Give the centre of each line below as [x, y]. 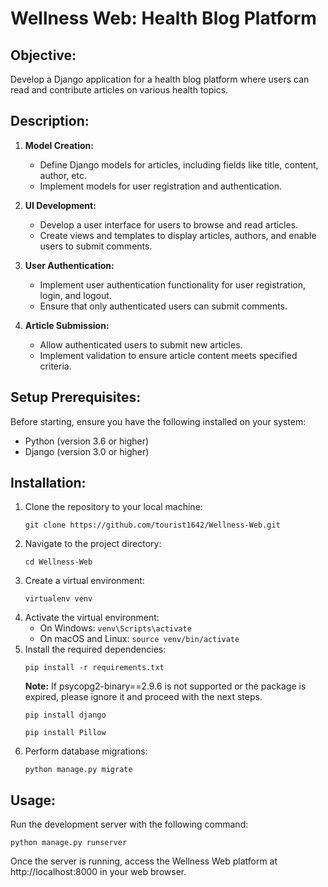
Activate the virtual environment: [92, 618]
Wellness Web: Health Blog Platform [163, 18]
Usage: [33, 800]
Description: [50, 121]
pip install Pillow [65, 733]
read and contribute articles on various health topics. [119, 90]
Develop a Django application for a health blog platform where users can [160, 79]
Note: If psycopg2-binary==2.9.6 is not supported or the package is [165, 686]
